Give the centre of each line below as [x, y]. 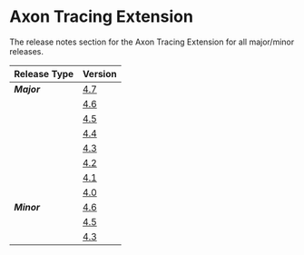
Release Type [44, 74]
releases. [26, 51]
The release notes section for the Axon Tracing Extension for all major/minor [152, 42]
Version [99, 74]
